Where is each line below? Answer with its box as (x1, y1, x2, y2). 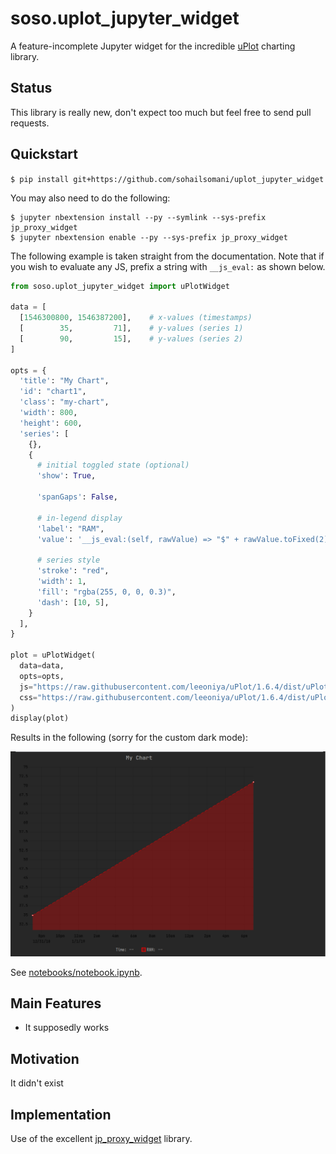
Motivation (10, 1050, 80, 1067)
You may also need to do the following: (10, 192, 171, 204)
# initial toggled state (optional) (36, 460, 190, 471)
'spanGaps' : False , (36, 492, 118, 502)
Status (10, 80, 53, 97)
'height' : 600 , (19, 418, 83, 428)
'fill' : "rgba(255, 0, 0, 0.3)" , (36, 587, 177, 597)
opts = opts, (19, 671, 65, 681)
